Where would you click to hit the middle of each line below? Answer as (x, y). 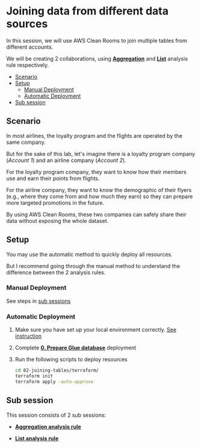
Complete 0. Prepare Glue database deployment (76, 348)
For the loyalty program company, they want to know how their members (96, 172)
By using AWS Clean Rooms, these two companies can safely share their (96, 214)
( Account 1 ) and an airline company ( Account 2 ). (66, 160)
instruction (28, 336)
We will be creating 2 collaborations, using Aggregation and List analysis (97, 58)
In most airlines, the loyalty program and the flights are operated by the (94, 135)
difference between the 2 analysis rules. (56, 272)
